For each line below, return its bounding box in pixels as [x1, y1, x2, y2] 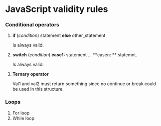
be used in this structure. [12, 86, 64, 92]
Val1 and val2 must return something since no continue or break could [12, 81, 156, 87]
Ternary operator [12, 71, 49, 77]
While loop [12, 115, 35, 121]
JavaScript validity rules [5, 3, 108, 15]
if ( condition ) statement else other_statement [12, 32, 106, 38]
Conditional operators [5, 21, 60, 28]
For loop [12, 110, 30, 116]
